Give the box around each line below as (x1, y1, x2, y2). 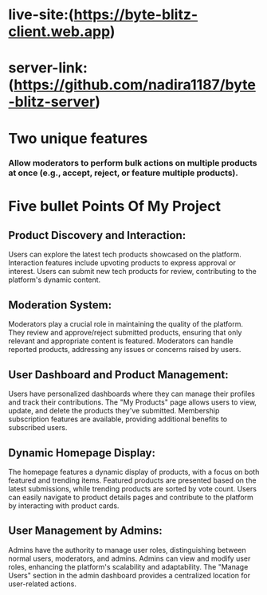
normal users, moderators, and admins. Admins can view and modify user (8, 554, 251, 563)
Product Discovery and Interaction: (8, 229, 187, 242)
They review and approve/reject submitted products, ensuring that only (8, 328, 242, 338)
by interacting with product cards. (8, 500, 120, 511)
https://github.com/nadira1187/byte (14, 76, 257, 94)
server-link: (8, 59, 88, 77)
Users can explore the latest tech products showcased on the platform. (8, 249, 241, 260)
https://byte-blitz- (73, 6, 198, 24)
